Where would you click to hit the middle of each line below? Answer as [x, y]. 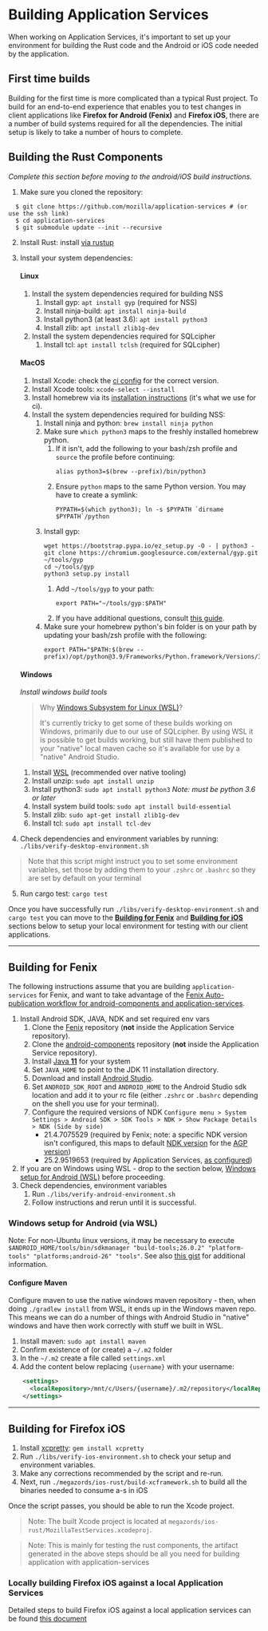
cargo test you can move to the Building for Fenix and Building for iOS [126, 918]
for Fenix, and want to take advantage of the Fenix [121, 995]
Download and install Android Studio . [93, 1078]
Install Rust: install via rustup [67, 242]
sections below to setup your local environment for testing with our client [128, 926]
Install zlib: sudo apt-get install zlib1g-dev [106, 815]
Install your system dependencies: [76, 258]
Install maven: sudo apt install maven [83, 1341]
